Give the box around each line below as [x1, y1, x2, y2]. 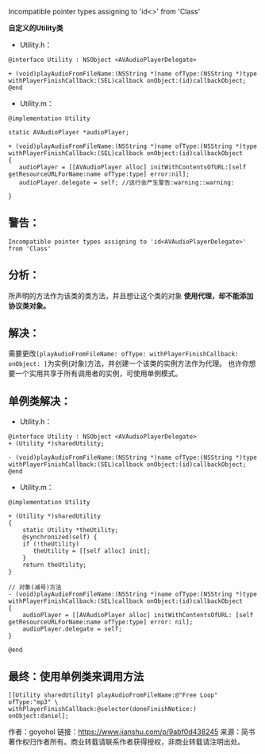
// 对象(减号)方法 [8, 584, 62, 592]
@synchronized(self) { [22, 533, 98, 542]
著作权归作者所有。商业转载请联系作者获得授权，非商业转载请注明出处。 [8, 737, 244, 747]
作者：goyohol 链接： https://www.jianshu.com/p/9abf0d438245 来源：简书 [8, 727, 255, 737]
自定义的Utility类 [8, 23, 63, 33]
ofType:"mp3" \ [8, 698, 59, 706]
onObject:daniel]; [8, 712, 69, 721]
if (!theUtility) [22, 540, 80, 548]
